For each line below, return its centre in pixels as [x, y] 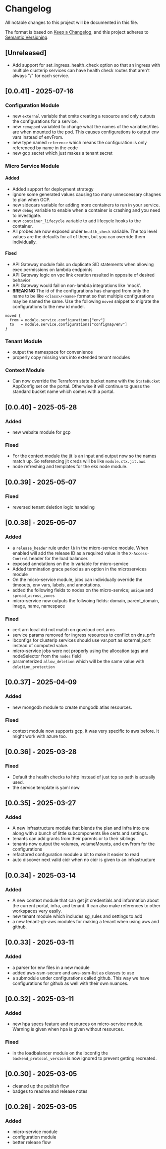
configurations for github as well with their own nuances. [70, 983]
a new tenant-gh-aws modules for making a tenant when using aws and [86, 922]
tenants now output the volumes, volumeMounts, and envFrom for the [83, 844]
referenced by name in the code [45, 148]
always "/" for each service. [41, 76]
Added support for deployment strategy [53, 189]
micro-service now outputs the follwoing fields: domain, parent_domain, [86, 600]
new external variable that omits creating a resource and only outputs [84, 116]
